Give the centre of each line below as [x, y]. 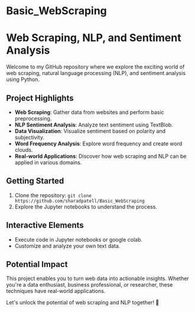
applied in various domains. [48, 162]
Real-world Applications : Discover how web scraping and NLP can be [101, 156]
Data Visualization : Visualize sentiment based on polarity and [90, 131]
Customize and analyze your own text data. [67, 246]
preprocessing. [33, 118]
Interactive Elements [45, 225]
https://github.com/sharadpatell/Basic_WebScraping [79, 201]
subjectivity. [29, 137]
